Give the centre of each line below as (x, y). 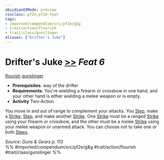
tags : (11, 19)
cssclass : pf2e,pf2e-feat (32, 14)
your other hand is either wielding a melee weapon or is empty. (77, 96)
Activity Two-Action (33, 101)
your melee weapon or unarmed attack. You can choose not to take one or (81, 127)
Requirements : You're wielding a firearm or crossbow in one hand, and (85, 90)
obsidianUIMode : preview (31, 10)
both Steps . (17, 132)
